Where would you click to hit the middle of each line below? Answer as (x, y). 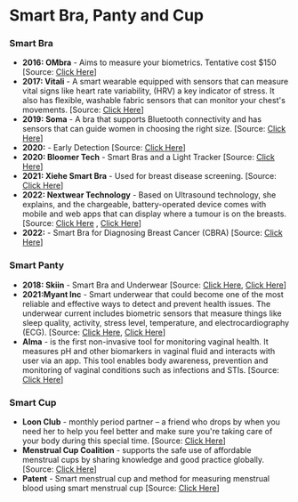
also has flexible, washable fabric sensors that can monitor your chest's (154, 101)
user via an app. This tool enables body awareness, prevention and (145, 360)
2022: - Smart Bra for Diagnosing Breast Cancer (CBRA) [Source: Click (152, 233)
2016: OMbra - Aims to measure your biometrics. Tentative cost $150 (149, 62)
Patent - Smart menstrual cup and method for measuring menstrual (145, 479)
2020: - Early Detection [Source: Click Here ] (104, 148)
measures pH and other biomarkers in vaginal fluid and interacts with (149, 351)
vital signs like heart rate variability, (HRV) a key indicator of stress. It (148, 91)
